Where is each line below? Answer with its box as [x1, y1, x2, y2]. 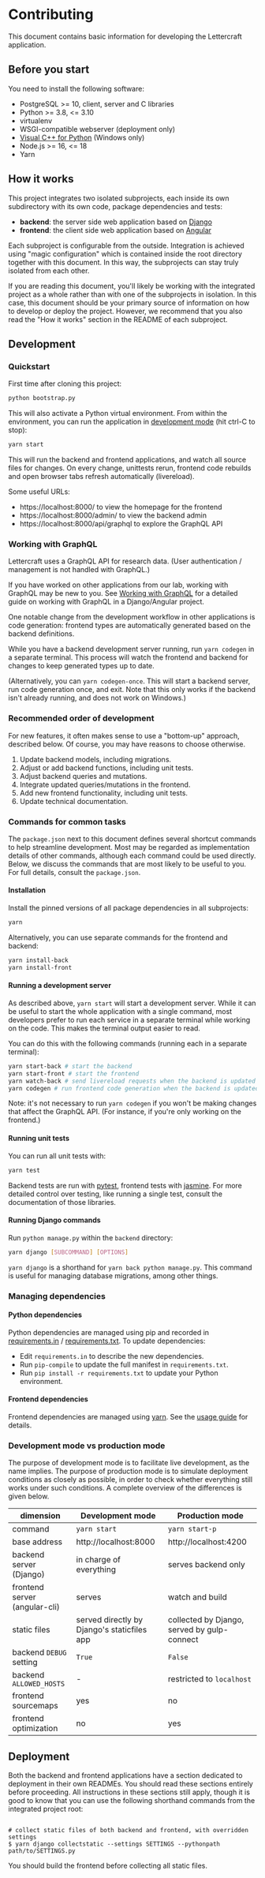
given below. [8, 1491, 50, 1501]
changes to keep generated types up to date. [8, 661, 155, 671]
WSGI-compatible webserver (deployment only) [19, 124, 176, 133]
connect [168, 1634, 199, 1645]
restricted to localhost [168, 1674, 252, 1685]
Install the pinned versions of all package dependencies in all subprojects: [8, 903, 248, 913]
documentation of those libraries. [8, 1197, 117, 1206]
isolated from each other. [8, 266, 90, 275]
